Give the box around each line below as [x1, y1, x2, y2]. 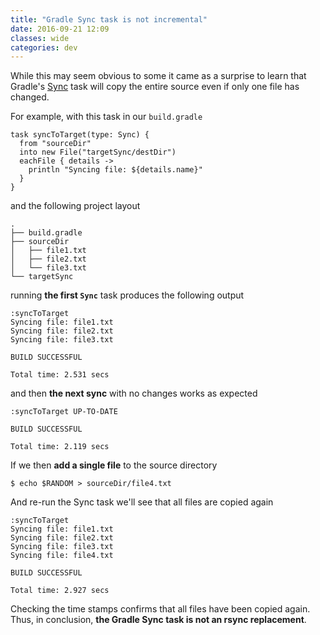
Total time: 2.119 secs [10, 442, 110, 452]
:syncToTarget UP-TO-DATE [10, 407, 118, 417]
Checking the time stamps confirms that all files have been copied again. [10, 603, 311, 615]
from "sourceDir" [19, 139, 92, 149]
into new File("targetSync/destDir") [19, 147, 177, 158]
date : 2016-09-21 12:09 [10, 24, 110, 34]
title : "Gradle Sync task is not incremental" [10, 14, 208, 25]
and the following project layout [10, 200, 141, 212]
